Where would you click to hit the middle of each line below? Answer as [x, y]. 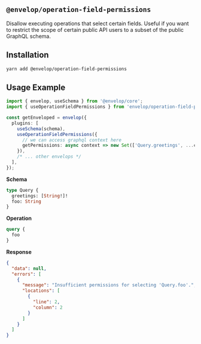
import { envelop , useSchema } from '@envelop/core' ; [75, 101]
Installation [28, 55]
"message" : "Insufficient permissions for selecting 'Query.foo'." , [109, 285]
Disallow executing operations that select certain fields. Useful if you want [98, 23]
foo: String [27, 201]
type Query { [22, 190]
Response [19, 252]
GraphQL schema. [28, 36]
